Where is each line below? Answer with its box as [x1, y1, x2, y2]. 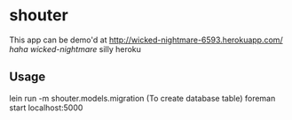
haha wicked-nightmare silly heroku [9, 43, 142, 54]
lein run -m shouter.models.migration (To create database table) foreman [9, 93, 276, 103]
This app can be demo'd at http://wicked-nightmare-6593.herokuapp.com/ [9, 34, 283, 45]
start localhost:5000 [9, 102, 83, 113]
